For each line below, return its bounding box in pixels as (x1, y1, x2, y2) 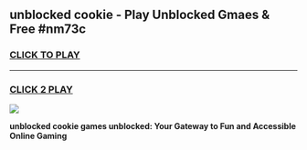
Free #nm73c (9, 22, 87, 37)
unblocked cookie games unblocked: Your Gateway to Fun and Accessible (9, 120, 297, 131)
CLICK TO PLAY (9, 49, 80, 62)
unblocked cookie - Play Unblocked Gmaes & (9, 7, 270, 23)
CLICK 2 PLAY (9, 83, 73, 95)
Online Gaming (9, 130, 68, 141)
